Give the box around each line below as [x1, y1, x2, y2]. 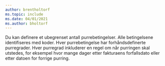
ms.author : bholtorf [5, 21, 48, 26]
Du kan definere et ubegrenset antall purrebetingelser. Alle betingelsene [5, 34, 154, 40]
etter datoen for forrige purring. [5, 55, 70, 62]
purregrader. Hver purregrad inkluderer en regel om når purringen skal [5, 45, 150, 51]
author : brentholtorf [5, 7, 50, 12]
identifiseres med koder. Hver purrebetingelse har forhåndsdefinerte [5, 40, 146, 46]
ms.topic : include [5, 12, 43, 17]
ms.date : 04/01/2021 [5, 16, 48, 21]
